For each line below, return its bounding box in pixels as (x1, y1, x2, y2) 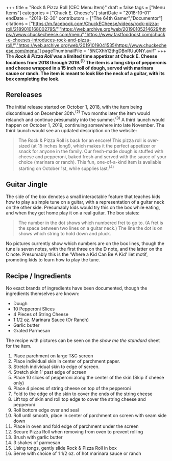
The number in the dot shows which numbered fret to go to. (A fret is (18, 220, 163, 226)
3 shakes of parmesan (13, 440, 61, 446)
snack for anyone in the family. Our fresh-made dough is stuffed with (18, 148, 164, 154)
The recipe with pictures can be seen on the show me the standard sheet (6, 337, 160, 344)
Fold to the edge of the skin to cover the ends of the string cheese (13, 391, 153, 397)
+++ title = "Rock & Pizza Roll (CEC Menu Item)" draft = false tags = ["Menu (6, 5, 165, 10)
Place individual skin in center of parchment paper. (13, 358, 120, 365)
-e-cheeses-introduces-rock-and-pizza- (6, 37, 91, 43)
